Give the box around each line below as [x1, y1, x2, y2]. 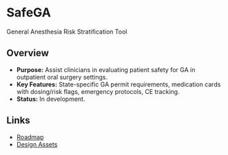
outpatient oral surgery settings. [16, 73, 108, 81]
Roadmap [16, 132, 44, 141]
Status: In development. [16, 95, 85, 103]
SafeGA [6, 5, 51, 21]
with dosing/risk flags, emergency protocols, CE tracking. [16, 87, 180, 95]
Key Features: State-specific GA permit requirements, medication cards [16, 80, 221, 88]
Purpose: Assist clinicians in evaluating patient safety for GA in [16, 65, 196, 73]
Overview [6, 47, 50, 59]
